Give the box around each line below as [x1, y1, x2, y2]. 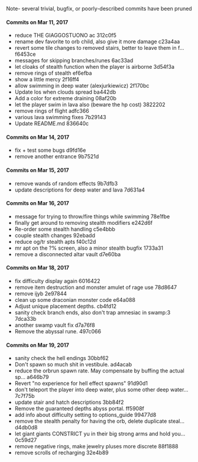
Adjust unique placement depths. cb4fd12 [14, 302, 117, 310]
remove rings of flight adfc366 [14, 107, 90, 114]
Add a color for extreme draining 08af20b [14, 95, 117, 102]
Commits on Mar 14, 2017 [6, 133, 70, 141]
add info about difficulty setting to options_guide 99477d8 [14, 412, 157, 419]
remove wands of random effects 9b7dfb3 [14, 180, 118, 187]
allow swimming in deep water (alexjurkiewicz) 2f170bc [14, 82, 150, 90]
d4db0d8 [14, 424, 38, 431]
